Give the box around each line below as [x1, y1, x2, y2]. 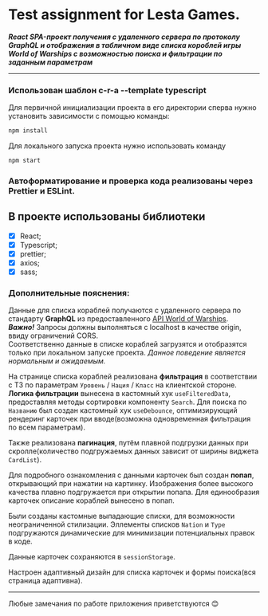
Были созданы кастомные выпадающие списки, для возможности [8, 512, 235, 521]
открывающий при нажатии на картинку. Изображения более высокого [8, 479, 254, 488]
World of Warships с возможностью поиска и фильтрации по [8, 49, 223, 58]
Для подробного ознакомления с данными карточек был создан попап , [8, 470, 254, 480]
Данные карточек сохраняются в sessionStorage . [8, 552, 175, 562]
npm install [8, 127, 48, 135]
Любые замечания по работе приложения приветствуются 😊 [8, 599, 219, 609]
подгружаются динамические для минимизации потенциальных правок [8, 528, 255, 538]
